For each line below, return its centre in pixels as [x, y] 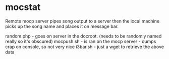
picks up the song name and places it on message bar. [62, 26]
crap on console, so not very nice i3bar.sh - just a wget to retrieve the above [85, 46]
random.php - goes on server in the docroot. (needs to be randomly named [83, 36]
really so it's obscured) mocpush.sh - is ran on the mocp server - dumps [81, 41]
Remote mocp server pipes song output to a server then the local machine [82, 21]
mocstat [23, 7]
